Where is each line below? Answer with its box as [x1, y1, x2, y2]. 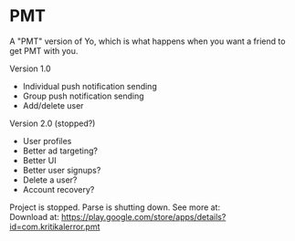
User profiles [22, 135, 72, 146]
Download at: [9, 211, 59, 222]
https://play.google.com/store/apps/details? [60, 211, 227, 222]
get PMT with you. [9, 45, 79, 56]
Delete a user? [22, 174, 78, 185]
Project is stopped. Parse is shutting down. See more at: [9, 202, 221, 213]
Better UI [22, 154, 57, 165]
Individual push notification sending [22, 80, 157, 91]
